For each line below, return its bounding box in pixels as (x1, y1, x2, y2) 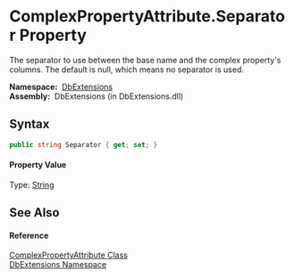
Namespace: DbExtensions (9, 81, 113, 92)
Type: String (9, 179, 55, 190)
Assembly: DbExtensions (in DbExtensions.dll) (9, 91, 184, 102)
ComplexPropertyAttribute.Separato (9, 6, 286, 27)
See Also (9, 205, 60, 220)
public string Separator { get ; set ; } (9, 140, 158, 149)
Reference (9, 230, 49, 241)
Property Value (9, 159, 67, 170)
